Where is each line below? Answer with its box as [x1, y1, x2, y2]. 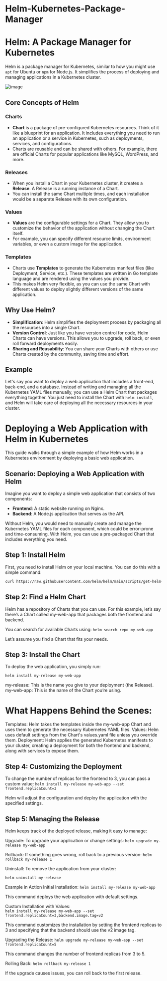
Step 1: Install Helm [5, 551, 66, 559]
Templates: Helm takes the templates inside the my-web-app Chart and [5, 722, 152, 728]
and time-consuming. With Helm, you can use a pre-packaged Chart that [5, 531, 155, 537]
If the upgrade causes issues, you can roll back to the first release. [5, 970, 142, 976]
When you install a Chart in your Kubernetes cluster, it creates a [12, 180, 143, 186]
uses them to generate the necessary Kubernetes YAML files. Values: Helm [5, 727, 159, 733]
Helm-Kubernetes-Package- [5, 3, 126, 14]
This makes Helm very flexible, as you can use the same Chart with [12, 280, 150, 287]
